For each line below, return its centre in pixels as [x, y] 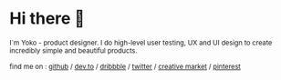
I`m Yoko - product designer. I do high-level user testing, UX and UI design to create [141, 43]
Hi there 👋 [47, 19]
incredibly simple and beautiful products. [73, 50]
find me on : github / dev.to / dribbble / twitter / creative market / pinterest [125, 66]
